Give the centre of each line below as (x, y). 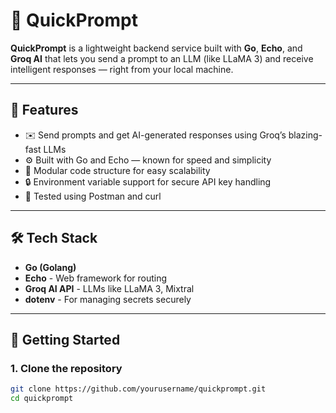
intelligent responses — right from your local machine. (122, 69)
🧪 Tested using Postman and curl (93, 196)
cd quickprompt (42, 399)
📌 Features (44, 110)
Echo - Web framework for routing (96, 278)
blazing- (305, 135)
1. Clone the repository (66, 368)
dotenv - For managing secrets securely (108, 299)
